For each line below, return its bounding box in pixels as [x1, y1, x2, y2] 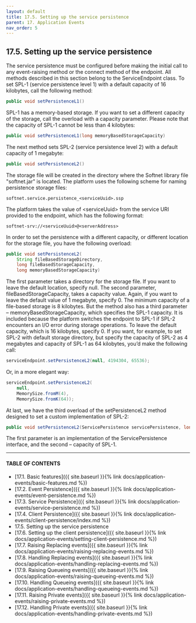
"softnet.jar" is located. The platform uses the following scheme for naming [6, 178, 187, 185]
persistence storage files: [6, 184, 67, 191]
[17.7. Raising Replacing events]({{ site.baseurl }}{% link [14, 542, 148, 549]
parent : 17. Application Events [6, 19, 85, 25]
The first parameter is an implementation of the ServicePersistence [6, 435, 167, 442]
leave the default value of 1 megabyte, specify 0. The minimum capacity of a [6, 297, 190, 304]
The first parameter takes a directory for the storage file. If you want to [6, 278, 176, 285]
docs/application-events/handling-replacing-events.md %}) [14, 560, 159, 567]
